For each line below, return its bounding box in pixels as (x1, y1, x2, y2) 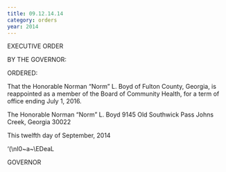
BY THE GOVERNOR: (7, 55, 67, 64)
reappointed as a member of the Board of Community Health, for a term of (7, 89, 220, 98)
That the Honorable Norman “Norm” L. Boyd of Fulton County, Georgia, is (7, 83, 217, 91)
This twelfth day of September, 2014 (7, 131, 111, 139)
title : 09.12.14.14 (7, 10, 64, 17)
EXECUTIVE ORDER (7, 42, 64, 51)
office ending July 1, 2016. (7, 97, 82, 105)
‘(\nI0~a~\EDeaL (7, 145, 54, 153)
